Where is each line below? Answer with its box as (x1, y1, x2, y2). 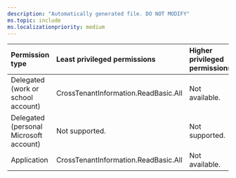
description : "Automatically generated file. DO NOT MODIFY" (7, 10, 190, 18)
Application (11, 155, 48, 165)
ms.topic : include (7, 17, 61, 24)
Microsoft (11, 131, 43, 141)
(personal (11, 122, 43, 132)
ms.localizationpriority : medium (7, 23, 105, 30)
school (11, 93, 34, 103)
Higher (189, 46, 213, 56)
